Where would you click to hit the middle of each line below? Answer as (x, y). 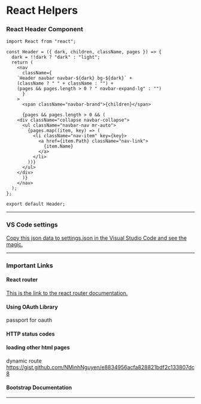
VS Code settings (32, 225)
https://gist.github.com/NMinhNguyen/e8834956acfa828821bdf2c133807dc (100, 367)
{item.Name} (59, 147)
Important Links (30, 266)
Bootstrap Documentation (39, 387)
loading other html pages (38, 348)
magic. (15, 244)
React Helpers (42, 10)
